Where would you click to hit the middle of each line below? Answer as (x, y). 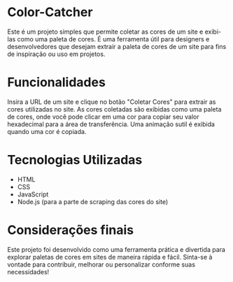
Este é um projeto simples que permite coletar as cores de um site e (105, 32)
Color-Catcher (50, 12)
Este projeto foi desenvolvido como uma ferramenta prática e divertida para (116, 249)
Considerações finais (71, 230)
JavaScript (33, 194)
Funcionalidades (57, 82)
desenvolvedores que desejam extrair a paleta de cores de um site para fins (117, 46)
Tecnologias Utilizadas (75, 160)
